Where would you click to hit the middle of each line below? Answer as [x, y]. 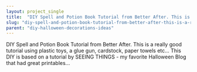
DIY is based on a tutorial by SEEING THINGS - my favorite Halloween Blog [96, 57]
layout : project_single [35, 11]
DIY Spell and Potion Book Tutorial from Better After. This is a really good [94, 44]
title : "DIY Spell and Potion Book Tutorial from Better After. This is [98, 17]
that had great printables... [38, 63]
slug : [13, 22]
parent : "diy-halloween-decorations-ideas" [60, 28]
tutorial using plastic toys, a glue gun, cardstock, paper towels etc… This [94, 51]
